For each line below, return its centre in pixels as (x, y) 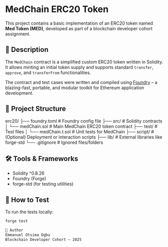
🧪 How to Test (27, 200)
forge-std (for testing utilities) (43, 184)
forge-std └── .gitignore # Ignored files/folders (54, 142)
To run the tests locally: (29, 212)
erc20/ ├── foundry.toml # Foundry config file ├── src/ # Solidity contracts (84, 121)
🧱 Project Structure (36, 109)
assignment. (18, 34)
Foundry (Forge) (29, 179)
